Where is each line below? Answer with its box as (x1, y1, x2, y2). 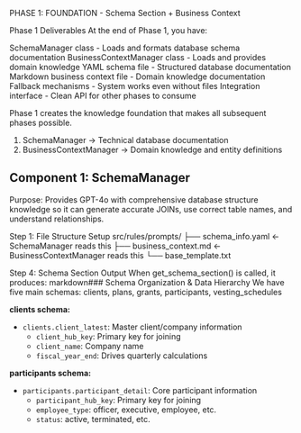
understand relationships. (9, 213, 105, 224)
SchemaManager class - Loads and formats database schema (9, 42, 241, 53)
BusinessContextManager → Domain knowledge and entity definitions (22, 144, 283, 155)
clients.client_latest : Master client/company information (22, 321, 242, 332)
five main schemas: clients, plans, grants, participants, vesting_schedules (9, 286, 282, 297)
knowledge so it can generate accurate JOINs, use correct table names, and (9, 203, 293, 214)
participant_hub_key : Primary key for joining (35, 394, 201, 405)
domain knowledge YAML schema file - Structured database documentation (9, 62, 291, 72)
